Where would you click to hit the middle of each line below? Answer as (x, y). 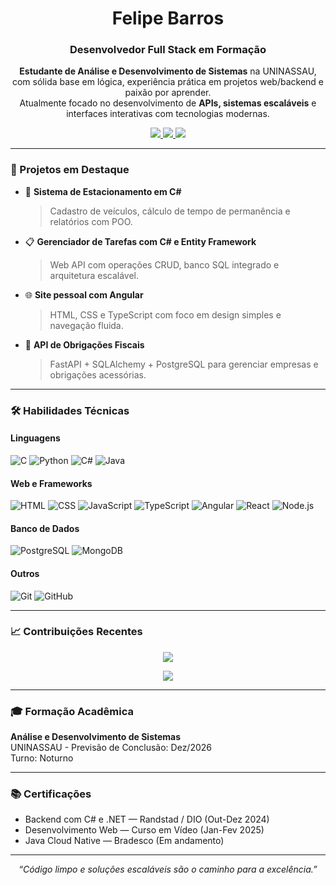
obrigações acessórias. (98, 374)
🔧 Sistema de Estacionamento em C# (103, 191)
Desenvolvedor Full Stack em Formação (168, 50)
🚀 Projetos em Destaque (70, 170)
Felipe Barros (168, 18)
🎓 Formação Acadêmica (72, 711)
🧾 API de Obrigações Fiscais (84, 344)
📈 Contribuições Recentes (76, 632)
